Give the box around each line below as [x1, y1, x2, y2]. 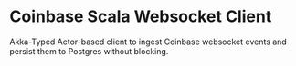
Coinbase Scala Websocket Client [9, 6, 272, 27]
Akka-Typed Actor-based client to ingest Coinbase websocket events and [9, 36, 288, 47]
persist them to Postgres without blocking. [9, 45, 169, 56]
